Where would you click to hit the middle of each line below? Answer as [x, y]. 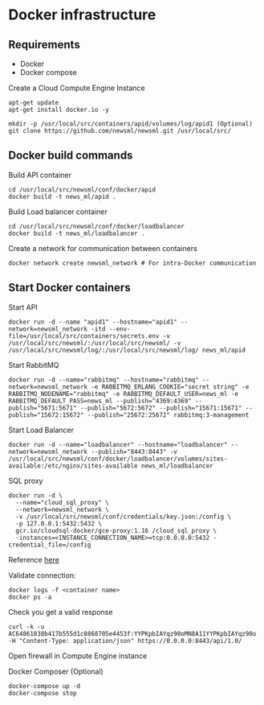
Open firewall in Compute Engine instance [78, 656]
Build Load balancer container [58, 212]
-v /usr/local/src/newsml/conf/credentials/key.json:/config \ [123, 517]
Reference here [34, 559]
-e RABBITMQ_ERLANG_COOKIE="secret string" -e [170, 387]
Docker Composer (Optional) [56, 671]
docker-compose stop [43, 693]
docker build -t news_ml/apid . [62, 196]
